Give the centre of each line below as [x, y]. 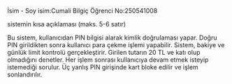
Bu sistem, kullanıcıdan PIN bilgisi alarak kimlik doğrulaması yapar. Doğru [112, 37]
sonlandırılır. [25, 74]
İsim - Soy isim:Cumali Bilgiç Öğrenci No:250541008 [82, 11]
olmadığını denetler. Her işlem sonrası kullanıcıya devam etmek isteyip [108, 60]
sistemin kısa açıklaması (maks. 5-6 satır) [67, 24]
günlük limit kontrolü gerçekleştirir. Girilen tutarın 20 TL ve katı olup [104, 52]
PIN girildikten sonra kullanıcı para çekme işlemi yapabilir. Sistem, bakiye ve [116, 45]
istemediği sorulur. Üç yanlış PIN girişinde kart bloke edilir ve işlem [103, 67]
